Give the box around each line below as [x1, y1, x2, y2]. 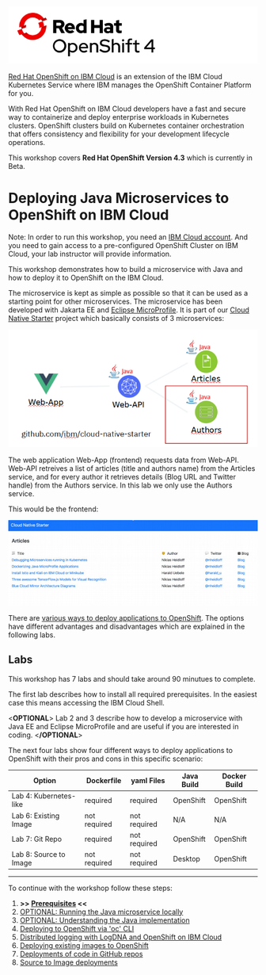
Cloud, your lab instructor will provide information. [8, 249, 172, 258]
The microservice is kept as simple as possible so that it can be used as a [8, 288, 249, 297]
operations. [8, 137, 46, 147]
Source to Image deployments [19, 958, 119, 967]
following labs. [8, 629, 55, 640]
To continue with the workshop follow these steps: [8, 883, 173, 893]
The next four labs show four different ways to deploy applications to [8, 745, 234, 755]
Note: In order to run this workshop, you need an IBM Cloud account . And [8, 232, 248, 242]
